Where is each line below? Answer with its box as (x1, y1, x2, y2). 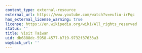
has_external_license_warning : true (5, 17, 83, 22)
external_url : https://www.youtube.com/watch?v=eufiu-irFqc (5, 12, 135, 17)
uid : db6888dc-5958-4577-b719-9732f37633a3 (5, 36, 99, 41)
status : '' (5, 26, 28, 31)
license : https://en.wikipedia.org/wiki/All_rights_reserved (5, 21, 137, 27)
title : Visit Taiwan (5, 31, 49, 36)
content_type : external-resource (5, 7, 76, 13)
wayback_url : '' (5, 40, 40, 45)
